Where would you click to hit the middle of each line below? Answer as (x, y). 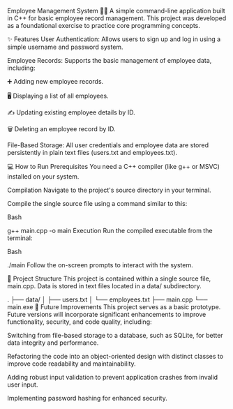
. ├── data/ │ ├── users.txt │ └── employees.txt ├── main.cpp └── (107, 299)
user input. (23, 385)
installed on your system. (43, 177)
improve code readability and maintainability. (72, 364)
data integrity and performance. (53, 343)
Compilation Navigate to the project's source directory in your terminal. (109, 190)
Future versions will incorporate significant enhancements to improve (107, 314)
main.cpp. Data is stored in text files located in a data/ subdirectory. (105, 286)
